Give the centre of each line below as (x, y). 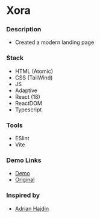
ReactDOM (28, 103)
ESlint (22, 139)
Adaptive (26, 90)
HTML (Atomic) (34, 71)
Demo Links (24, 160)
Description (24, 30)
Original (25, 180)
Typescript (28, 110)
